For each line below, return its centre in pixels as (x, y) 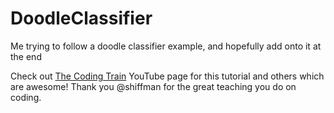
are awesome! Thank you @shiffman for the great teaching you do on (153, 86)
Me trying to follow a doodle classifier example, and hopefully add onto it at (166, 46)
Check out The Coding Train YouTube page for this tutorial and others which (167, 76)
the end (26, 56)
